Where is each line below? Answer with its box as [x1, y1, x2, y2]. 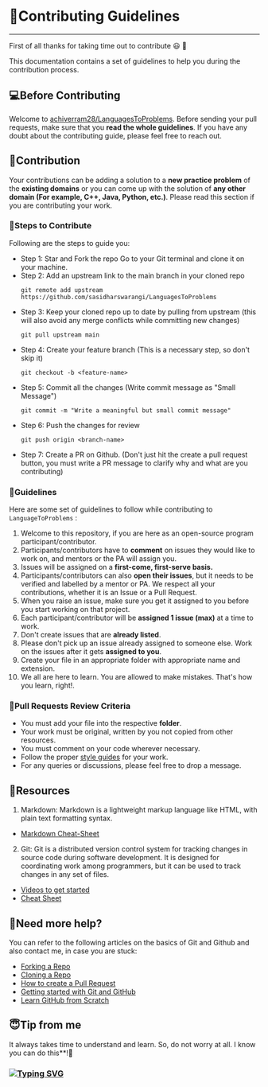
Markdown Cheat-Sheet [20, 829, 100, 839]
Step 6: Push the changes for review [20, 420, 140, 430]
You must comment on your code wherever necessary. [20, 744, 201, 754]
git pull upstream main [20, 330, 100, 339]
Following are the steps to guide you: [9, 238, 130, 247]
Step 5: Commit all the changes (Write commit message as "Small [20, 382, 236, 392]
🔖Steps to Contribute [9, 220, 92, 232]
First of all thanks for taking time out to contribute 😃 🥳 [9, 41, 188, 50]
